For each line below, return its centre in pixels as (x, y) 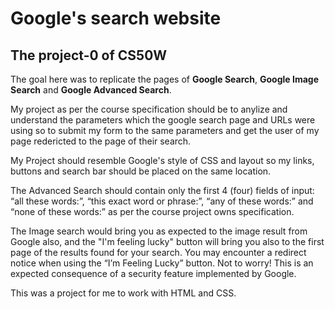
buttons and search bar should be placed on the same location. (141, 171)
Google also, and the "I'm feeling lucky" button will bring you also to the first (167, 241)
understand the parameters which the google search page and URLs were (163, 120)
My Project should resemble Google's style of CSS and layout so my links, (162, 160)
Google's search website (116, 18)
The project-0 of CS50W (89, 55)
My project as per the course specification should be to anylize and (149, 109)
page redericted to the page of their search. (101, 141)
